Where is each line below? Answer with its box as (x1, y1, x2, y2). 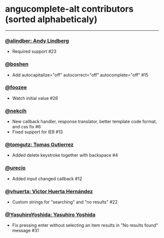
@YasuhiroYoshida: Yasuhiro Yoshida (5, 211, 96, 218)
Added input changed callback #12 (12, 175, 82, 182)
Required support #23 (12, 48, 57, 54)
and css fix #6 (12, 124, 41, 130)
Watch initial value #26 (12, 95, 59, 101)
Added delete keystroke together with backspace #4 (12, 152, 118, 158)
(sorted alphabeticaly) (5, 14, 98, 25)
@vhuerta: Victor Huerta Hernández (5, 188, 93, 194)
